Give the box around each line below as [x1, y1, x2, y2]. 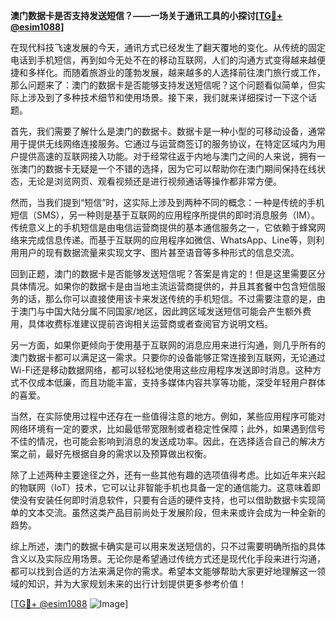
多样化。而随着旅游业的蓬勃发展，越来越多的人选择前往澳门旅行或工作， [27, 67, 326, 78]
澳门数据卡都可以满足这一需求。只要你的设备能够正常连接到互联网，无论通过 [10, 352, 326, 363]
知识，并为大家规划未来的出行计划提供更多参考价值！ [27, 578, 247, 589]
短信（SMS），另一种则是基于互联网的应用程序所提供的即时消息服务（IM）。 [10, 209, 321, 221]
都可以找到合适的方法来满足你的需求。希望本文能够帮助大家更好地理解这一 [10, 565, 317, 577]
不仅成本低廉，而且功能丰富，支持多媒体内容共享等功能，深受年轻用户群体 [18, 377, 326, 388]
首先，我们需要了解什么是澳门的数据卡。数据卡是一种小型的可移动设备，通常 [10, 125, 326, 137]
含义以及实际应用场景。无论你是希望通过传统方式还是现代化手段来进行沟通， [10, 553, 326, 564]
